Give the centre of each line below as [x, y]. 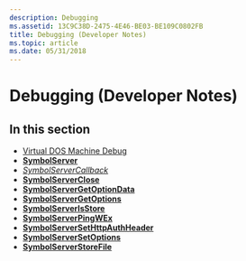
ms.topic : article [44, 43]
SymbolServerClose [61, 180]
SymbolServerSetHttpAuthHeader [88, 228]
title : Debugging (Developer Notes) [78, 34]
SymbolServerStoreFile [67, 247]
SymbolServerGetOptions [72, 199]
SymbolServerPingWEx [67, 219]
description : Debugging [54, 18]
